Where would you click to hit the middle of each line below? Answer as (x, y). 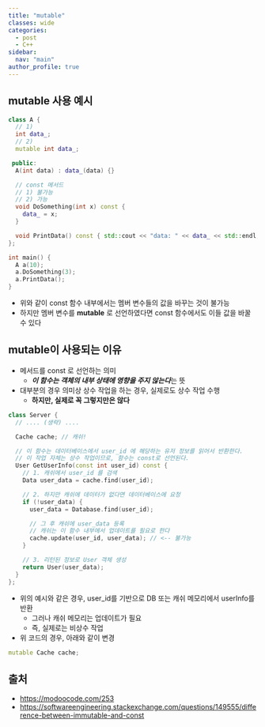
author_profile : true (44, 67)
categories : (28, 30)
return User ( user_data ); (63, 567)
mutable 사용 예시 (51, 101)
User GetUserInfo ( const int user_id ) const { (92, 466)
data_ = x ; (40, 214)
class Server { (33, 415)
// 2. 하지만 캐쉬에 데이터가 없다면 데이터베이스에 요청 (102, 495)
